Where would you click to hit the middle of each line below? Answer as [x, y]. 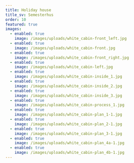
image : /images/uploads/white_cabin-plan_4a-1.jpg [70, 143]
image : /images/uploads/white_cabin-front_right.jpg [72, 57]
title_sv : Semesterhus [29, 15]
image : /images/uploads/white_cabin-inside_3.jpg [69, 96]
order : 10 [16, 19]
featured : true [21, 24]
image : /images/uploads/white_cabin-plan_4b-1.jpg [70, 153]
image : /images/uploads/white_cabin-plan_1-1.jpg [69, 115]
